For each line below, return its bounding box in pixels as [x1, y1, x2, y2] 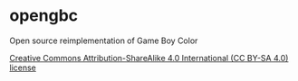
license [9, 62, 36, 73]
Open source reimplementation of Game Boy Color [9, 35, 198, 46]
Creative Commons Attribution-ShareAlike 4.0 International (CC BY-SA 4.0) [9, 52, 289, 63]
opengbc [9, 5, 79, 26]
